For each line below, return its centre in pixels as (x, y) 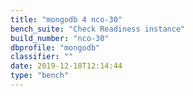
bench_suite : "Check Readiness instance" (98, 29)
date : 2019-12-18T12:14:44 (66, 66)
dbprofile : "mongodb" (55, 47)
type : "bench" (40, 76)
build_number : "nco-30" (60, 38)
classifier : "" (42, 57)
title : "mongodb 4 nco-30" (66, 19)
